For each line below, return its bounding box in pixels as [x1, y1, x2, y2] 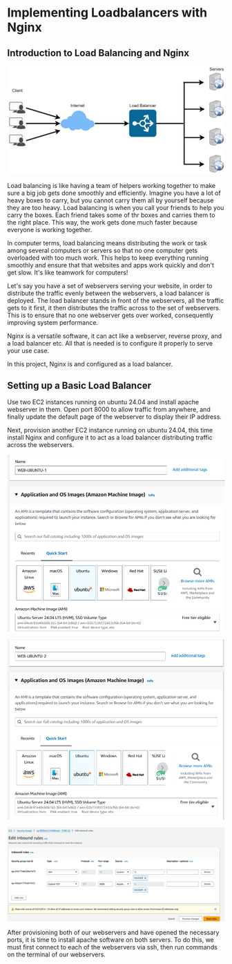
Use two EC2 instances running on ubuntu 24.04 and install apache [7, 398, 199, 406]
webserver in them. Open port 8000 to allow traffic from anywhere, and [7, 406, 211, 414]
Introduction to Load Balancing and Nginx [7, 47, 190, 59]
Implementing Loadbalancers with [7, 5, 208, 21]
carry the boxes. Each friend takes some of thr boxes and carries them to [7, 211, 215, 219]
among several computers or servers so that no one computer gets [7, 246, 198, 254]
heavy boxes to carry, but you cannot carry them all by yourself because [7, 196, 214, 205]
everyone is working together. [7, 225, 93, 234]
